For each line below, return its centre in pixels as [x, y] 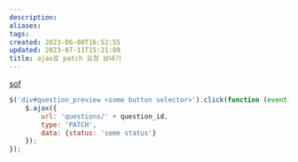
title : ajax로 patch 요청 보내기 [65, 58]
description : [33, 17]
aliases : [25, 26]
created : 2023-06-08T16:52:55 [65, 42]
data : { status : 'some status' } [99, 133]
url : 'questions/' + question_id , [105, 116]
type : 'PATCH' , [69, 125]
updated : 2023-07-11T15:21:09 [65, 50]
